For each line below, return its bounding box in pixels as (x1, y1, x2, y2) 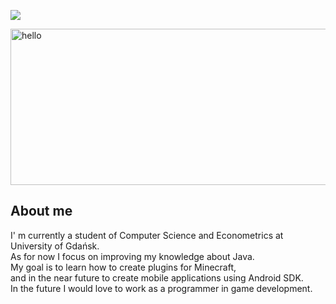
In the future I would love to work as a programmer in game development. (10, 282, 313, 294)
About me (10, 203, 73, 220)
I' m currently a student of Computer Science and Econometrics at (10, 229, 284, 241)
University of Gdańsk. (10, 240, 100, 252)
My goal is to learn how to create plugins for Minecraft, (10, 261, 237, 273)
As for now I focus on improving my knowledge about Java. (10, 250, 255, 262)
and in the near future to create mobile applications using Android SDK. (10, 271, 304, 284)
